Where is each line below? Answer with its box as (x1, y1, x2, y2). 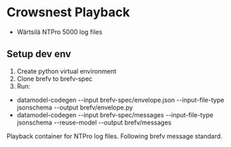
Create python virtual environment (16, 66, 117, 75)
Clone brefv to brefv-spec (16, 74, 93, 83)
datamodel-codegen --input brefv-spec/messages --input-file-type (16, 110, 214, 119)
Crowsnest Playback (6, 4, 130, 20)
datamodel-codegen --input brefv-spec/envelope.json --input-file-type (16, 95, 225, 104)
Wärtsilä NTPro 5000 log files (16, 28, 103, 36)
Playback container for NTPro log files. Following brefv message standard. (6, 131, 223, 140)
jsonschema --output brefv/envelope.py (16, 103, 133, 112)
